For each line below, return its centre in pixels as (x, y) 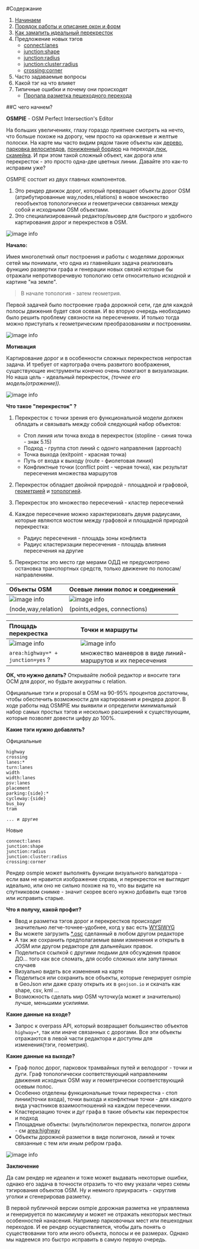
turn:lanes (20, 767)
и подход (26, 1118)
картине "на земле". (32, 282)
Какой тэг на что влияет (45, 83)
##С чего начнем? (29, 107)
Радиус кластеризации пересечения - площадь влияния (95, 544)
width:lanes (21, 778)
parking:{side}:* (28, 793)
